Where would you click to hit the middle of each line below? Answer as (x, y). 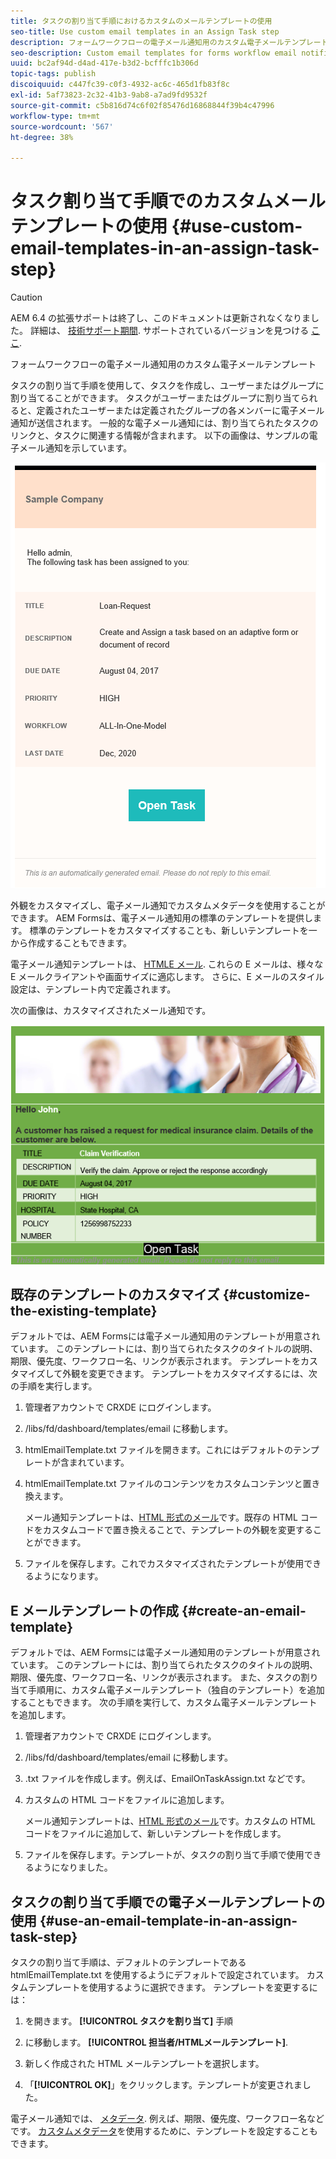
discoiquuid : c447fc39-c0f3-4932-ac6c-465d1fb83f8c (120, 85)
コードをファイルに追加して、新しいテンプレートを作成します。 (155, 1834)
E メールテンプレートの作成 (95, 1610)
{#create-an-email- (244, 1610)
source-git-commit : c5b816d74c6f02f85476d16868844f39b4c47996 (142, 105)
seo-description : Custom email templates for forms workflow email (154, 53)
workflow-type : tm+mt (55, 116)
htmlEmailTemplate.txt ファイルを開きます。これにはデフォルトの (159, 1450)
